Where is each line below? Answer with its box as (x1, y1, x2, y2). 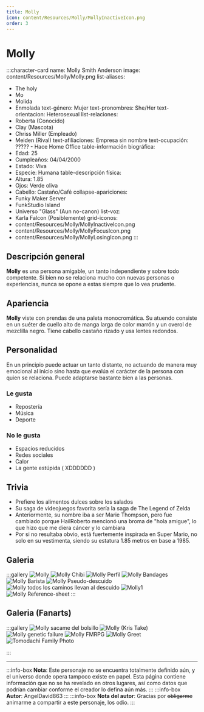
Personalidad (6, 345, 58, 355)
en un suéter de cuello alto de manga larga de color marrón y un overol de (6, 320, 192, 328)
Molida (15, 98, 33, 105)
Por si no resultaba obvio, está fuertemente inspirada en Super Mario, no (15, 530, 197, 538)
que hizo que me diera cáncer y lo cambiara (15, 524, 126, 532)
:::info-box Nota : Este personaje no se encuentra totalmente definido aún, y (6, 666, 195, 674)
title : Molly (6, 9, 39, 15)
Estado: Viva (15, 163, 47, 170)
